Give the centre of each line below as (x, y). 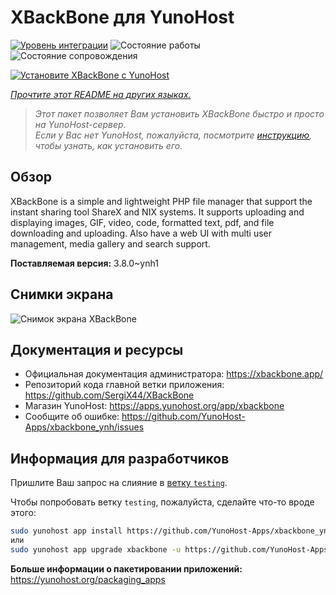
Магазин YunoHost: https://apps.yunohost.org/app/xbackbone (154, 406)
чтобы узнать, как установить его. (108, 145)
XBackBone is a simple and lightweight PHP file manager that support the (161, 201)
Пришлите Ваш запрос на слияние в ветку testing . (119, 483)
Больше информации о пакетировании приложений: (126, 568)
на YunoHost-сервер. (80, 124)
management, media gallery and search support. (110, 243)
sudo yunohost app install (66, 531)
